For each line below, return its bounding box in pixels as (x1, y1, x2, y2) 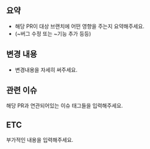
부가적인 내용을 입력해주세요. (6, 136, 74, 144)
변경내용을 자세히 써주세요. (14, 66, 78, 73)
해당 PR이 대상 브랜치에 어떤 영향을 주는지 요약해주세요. (14, 23, 145, 30)
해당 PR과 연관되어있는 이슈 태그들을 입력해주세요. (6, 102, 124, 109)
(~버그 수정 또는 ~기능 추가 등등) (14, 30, 91, 37)
